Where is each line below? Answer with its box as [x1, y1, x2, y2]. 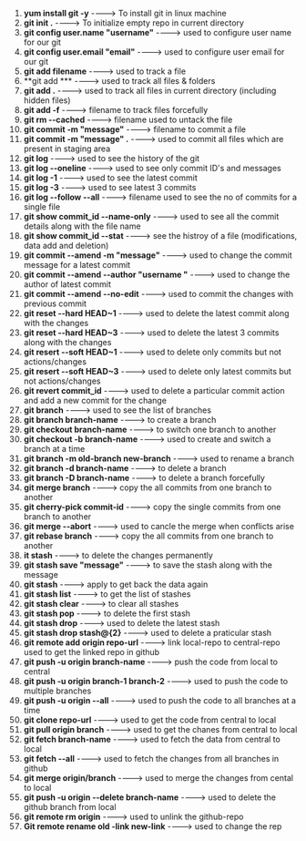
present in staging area [23, 143, 111, 154]
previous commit [23, 298, 87, 309]
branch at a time [23, 444, 86, 454]
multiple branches [23, 685, 92, 696]
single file [23, 201, 61, 212]
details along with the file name [23, 221, 141, 231]
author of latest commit [23, 279, 112, 290]
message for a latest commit [23, 260, 131, 270]
